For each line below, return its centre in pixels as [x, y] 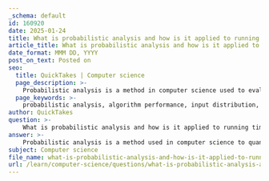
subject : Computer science [53, 150]
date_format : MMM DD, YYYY [53, 53]
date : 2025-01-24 [37, 30]
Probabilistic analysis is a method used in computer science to [134, 142]
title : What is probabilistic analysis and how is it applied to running [134, 38]
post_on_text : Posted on [50, 61]
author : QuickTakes [41, 113]
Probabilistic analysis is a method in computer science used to [134, 90]
